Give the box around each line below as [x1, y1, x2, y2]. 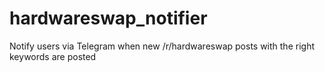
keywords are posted [9, 50, 97, 62]
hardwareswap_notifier [9, 7, 208, 30]
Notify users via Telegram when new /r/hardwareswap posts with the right [9, 40, 315, 52]
